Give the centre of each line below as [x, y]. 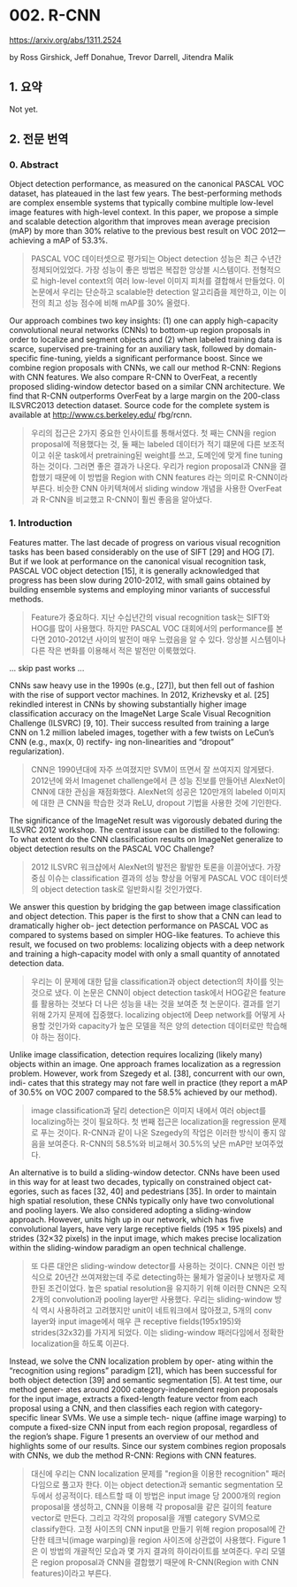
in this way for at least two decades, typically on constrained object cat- [141, 1181]
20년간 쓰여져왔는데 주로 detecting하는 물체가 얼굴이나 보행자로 [165, 1277]
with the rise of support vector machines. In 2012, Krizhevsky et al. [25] [139, 694]
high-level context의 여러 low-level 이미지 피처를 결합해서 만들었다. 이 [163, 281]
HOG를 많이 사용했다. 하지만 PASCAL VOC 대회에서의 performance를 [152, 628]
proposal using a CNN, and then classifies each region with [117, 1408]
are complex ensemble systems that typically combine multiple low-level [141, 203]
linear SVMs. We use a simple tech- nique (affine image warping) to [164, 1417]
